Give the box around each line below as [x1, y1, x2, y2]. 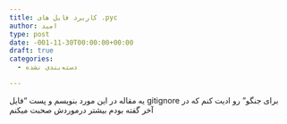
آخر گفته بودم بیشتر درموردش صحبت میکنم [9, 104, 154, 115]
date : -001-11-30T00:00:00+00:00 [9, 37, 134, 47]
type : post [9, 29, 50, 38]
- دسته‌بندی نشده [17, 63, 78, 72]
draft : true [9, 46, 54, 55]
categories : [9, 54, 54, 63]
